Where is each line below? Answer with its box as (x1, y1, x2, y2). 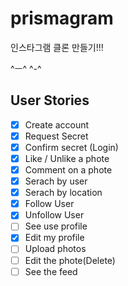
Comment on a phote (24, 164, 113, 176)
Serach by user (24, 175, 88, 187)
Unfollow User (24, 209, 85, 221)
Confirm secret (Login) (24, 141, 119, 153)
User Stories (10, 92, 90, 109)
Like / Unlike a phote (24, 152, 110, 164)
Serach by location (24, 187, 103, 199)
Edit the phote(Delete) (24, 254, 116, 266)
